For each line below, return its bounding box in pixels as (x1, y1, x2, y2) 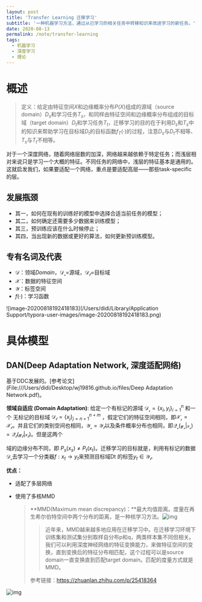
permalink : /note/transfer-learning (6, 31, 98, 38)
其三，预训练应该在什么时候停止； (14, 224, 100, 232)
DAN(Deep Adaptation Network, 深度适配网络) (6, 360, 181, 370)
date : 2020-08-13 (6, 25, 50, 32)
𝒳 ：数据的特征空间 (14, 278, 62, 285)
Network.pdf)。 (6, 391, 45, 399)
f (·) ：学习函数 (14, 293, 49, 300)
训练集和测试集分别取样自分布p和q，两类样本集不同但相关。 (45, 534, 195, 541)
